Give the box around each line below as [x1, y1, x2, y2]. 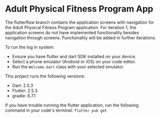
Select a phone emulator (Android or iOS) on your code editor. [12, 59, 136, 64]
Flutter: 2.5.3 [12, 88, 38, 93]
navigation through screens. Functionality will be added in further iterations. [5, 35, 157, 41]
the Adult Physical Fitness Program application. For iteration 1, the [5, 24, 137, 30]
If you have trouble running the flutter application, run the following [5, 102, 139, 108]
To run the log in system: [5, 44, 55, 50]
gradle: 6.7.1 [12, 93, 36, 99]
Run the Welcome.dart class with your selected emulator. [12, 64, 125, 70]
